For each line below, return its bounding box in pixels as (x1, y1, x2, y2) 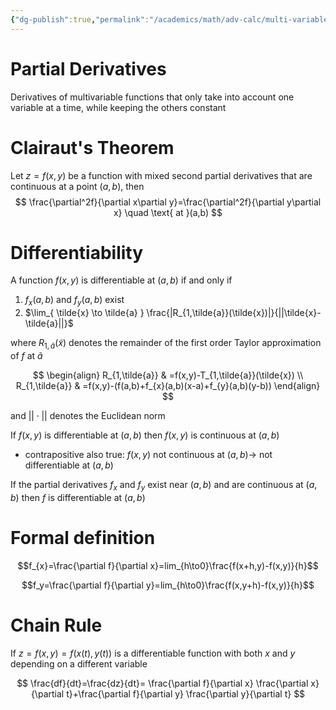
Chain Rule (10, 614, 103, 636)
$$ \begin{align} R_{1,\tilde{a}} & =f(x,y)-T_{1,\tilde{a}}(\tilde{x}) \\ (32, 369, 304, 381)
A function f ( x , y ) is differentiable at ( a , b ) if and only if (10, 274, 233, 286)
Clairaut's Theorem (10, 136, 175, 159)
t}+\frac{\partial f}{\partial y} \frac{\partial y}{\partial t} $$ (66, 687, 306, 700)
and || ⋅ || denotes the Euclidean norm (10, 410, 166, 422)
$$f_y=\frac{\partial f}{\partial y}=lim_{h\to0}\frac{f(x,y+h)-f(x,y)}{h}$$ (21, 579, 315, 591)
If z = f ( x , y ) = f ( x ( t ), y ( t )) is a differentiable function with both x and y (10, 647, 296, 659)
